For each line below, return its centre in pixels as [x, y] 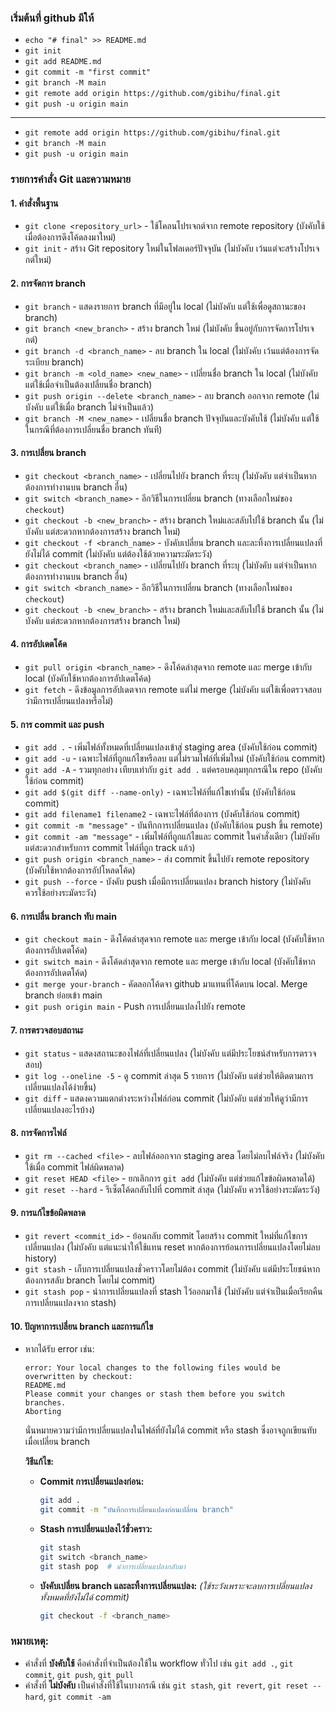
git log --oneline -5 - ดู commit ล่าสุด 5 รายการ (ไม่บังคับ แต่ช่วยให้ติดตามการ [169, 1075]
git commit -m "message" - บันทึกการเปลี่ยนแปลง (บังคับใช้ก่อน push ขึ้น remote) [173, 825]
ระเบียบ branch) [54, 362]
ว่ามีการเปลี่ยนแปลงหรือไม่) [69, 701]
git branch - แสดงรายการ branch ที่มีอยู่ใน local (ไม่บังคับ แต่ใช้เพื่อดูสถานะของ [165, 306]
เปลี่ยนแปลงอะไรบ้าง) [60, 1109]
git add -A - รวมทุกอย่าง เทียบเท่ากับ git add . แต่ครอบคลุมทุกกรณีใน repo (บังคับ [173, 770]
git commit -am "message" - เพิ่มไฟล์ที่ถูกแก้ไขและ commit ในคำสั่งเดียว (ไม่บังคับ [172, 837]
